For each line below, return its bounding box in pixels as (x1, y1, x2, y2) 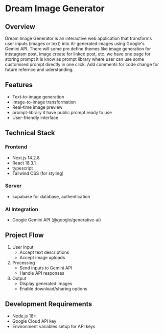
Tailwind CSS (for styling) (12, 170, 64, 176)
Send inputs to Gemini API (19, 265, 72, 271)
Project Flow (5, 231, 44, 239)
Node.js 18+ (12, 313, 37, 319)
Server (5, 182, 22, 189)
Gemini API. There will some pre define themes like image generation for (5, 46, 151, 51)
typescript (12, 165, 33, 171)
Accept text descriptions (19, 249, 70, 255)
